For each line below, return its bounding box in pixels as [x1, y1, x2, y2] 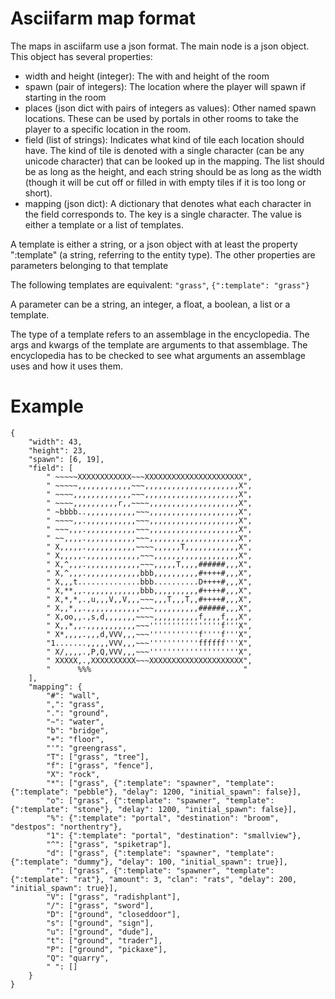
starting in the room [24, 91, 107, 103]
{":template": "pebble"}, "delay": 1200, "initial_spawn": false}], [10, 787, 302, 797]
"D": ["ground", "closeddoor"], [46, 909, 182, 919]
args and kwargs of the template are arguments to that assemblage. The [10, 338, 308, 351]
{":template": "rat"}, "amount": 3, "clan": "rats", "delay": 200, [10, 874, 298, 884]
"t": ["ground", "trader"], [46, 935, 163, 946]
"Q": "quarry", [46, 953, 110, 963]
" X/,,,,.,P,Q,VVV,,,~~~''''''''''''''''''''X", [46, 647, 253, 657]
